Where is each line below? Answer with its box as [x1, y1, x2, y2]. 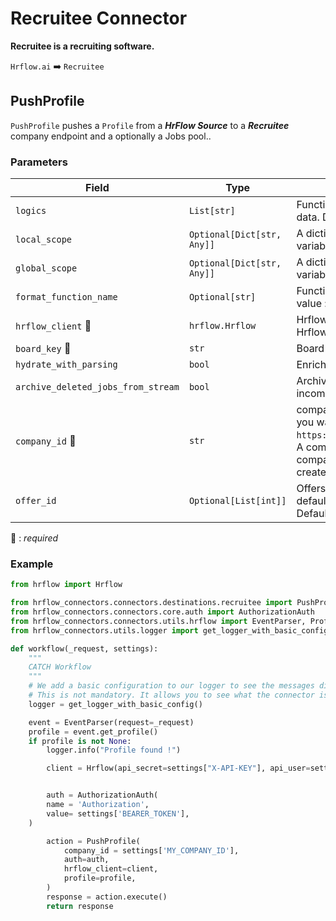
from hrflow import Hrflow [10, 580, 123, 590]
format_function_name [15, 292, 118, 303]
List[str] [188, 205, 236, 217]
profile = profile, [63, 873, 137, 884]
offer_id [15, 495, 57, 507]
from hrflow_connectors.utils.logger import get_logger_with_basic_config [10, 625, 329, 636]
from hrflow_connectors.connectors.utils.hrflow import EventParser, [10, 616, 307, 626]
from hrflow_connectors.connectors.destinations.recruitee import [10, 598, 293, 608]
